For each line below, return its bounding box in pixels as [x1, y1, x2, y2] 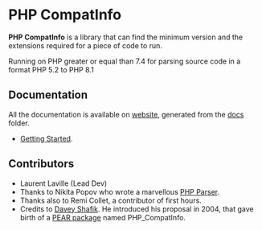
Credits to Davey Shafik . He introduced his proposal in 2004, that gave [19, 203, 254, 214]
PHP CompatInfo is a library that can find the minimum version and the [8, 32, 244, 42]
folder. [8, 118, 30, 128]
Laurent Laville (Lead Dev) [19, 179, 108, 188]
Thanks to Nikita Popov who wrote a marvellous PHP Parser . [19, 187, 219, 196]
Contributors [8, 157, 75, 170]
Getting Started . [19, 133, 73, 143]
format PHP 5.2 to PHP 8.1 [8, 64, 94, 74]
